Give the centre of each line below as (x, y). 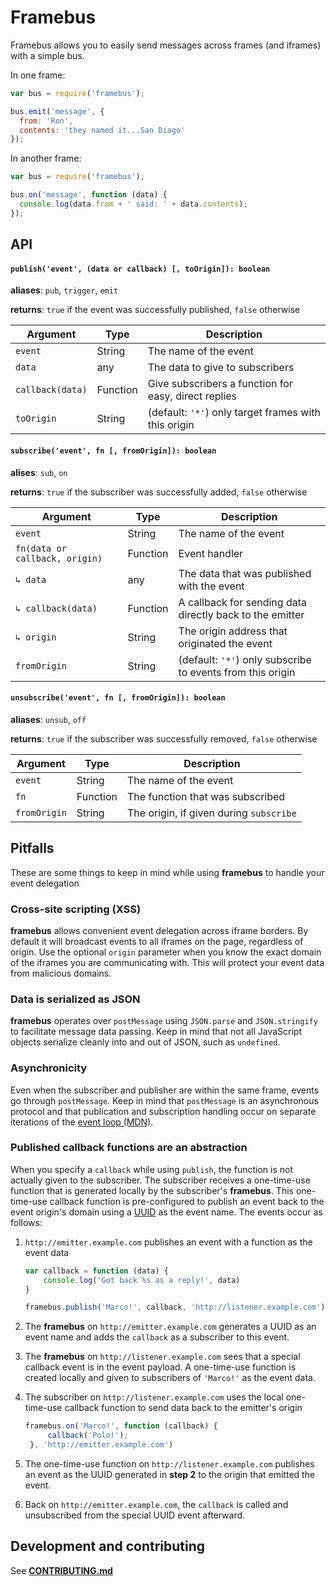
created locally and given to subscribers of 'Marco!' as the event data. (170, 1378)
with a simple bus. (47, 55)
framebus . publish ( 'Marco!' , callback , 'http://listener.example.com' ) (175, 1307)
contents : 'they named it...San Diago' (102, 130)
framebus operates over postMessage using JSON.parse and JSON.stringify (164, 1021)
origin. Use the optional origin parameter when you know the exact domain (166, 952)
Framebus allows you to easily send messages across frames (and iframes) (166, 45)
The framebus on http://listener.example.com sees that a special (162, 1357)
